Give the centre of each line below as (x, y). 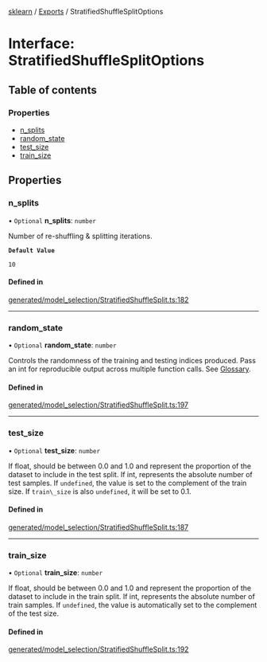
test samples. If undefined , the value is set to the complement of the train (128, 483)
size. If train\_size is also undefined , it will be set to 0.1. (100, 491)
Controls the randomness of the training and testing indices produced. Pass (132, 361)
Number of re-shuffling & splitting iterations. (80, 236)
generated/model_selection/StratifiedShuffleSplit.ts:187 (99, 527)
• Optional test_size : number (54, 450)
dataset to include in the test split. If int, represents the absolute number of (130, 474)
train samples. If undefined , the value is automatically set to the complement (133, 605)
